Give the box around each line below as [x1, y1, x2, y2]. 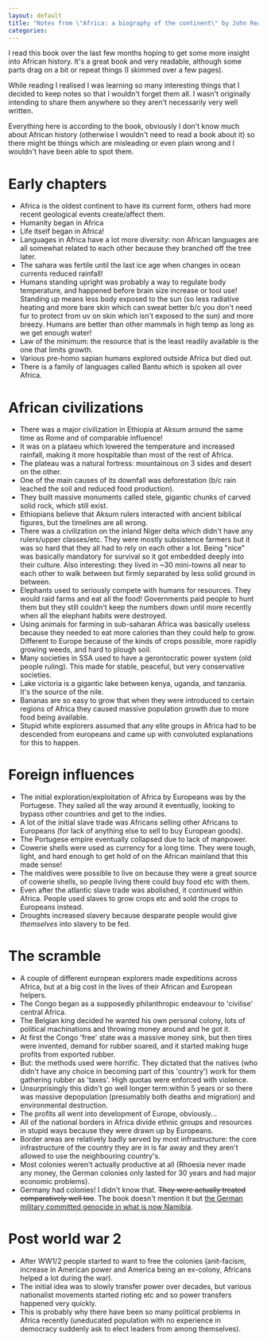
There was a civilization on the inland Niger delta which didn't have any [19, 527, 253, 536]
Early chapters [8, 174, 107, 193]
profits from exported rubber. [19, 1049, 116, 1060]
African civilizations [8, 398, 145, 417]
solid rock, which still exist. [19, 501, 109, 511]
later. [19, 252, 37, 261]
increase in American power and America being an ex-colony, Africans [19, 1265, 252, 1275]
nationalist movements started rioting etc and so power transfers [19, 1290, 232, 1300]
